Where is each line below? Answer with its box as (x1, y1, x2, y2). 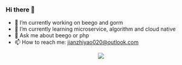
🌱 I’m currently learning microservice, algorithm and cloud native (14, 25, 176, 32)
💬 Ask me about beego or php (14, 32, 89, 39)
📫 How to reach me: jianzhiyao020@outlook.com (14, 39, 139, 46)
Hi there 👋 (5, 5, 36, 14)
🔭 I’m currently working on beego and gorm (14, 19, 123, 26)
